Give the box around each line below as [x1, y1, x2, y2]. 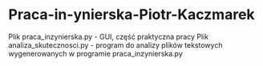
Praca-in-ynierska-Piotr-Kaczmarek [8, 6, 255, 24]
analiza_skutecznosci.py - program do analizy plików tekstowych [8, 40, 223, 49]
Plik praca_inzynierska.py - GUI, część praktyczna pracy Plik [8, 32, 209, 41]
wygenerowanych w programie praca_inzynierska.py [8, 49, 183, 58]
